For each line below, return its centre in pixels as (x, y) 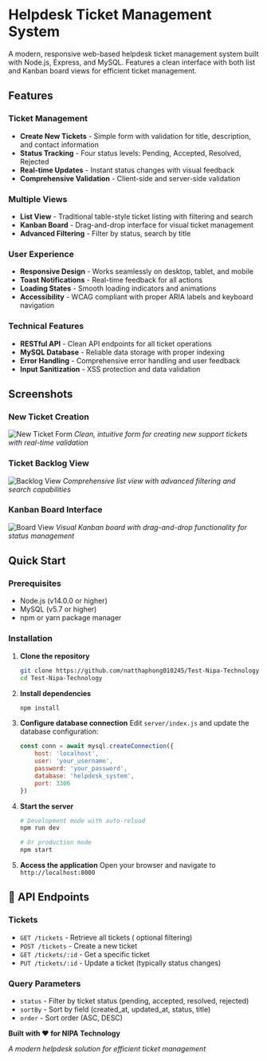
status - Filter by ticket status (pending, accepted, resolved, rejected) (134, 1001)
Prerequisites (35, 584)
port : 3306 (53, 783)
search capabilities (40, 489)
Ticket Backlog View (49, 463)
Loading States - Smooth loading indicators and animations (118, 288)
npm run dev (39, 828)
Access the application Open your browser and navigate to (118, 865)
